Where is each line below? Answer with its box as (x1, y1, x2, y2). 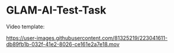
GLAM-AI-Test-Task (6, 4, 107, 17)
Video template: (6, 23, 45, 30)
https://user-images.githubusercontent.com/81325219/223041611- (6, 34, 167, 41)
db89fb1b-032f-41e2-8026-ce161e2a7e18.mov (6, 41, 120, 48)
